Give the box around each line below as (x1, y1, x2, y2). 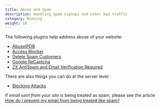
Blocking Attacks (12, 83, 46, 89)
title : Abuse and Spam (5, 7, 51, 12)
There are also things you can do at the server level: (5, 73, 110, 79)
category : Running (5, 16, 42, 21)
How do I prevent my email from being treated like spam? (5, 98, 120, 104)
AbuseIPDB (12, 43, 35, 49)
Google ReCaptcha (12, 59, 50, 65)
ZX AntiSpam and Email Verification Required (12, 64, 103, 70)
